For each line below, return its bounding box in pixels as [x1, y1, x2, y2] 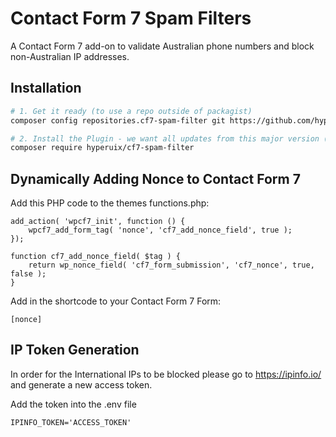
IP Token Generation [10, 342, 140, 359]
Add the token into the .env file [10, 398, 137, 410]
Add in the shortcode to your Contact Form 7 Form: [10, 295, 222, 307]
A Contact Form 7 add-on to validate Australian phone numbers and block [10, 40, 315, 52]
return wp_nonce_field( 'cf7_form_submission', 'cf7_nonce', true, [28, 260, 315, 271]
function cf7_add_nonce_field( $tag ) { [10, 252, 182, 262]
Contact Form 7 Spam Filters [10, 7, 252, 30]
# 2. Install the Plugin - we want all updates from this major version [10, 133, 320, 144]
